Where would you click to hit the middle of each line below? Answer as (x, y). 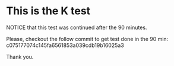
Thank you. (20, 56)
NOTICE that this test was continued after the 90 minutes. (77, 27)
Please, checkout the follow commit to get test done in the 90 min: (87, 39)
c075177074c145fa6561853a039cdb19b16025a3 (65, 45)
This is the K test (48, 11)
